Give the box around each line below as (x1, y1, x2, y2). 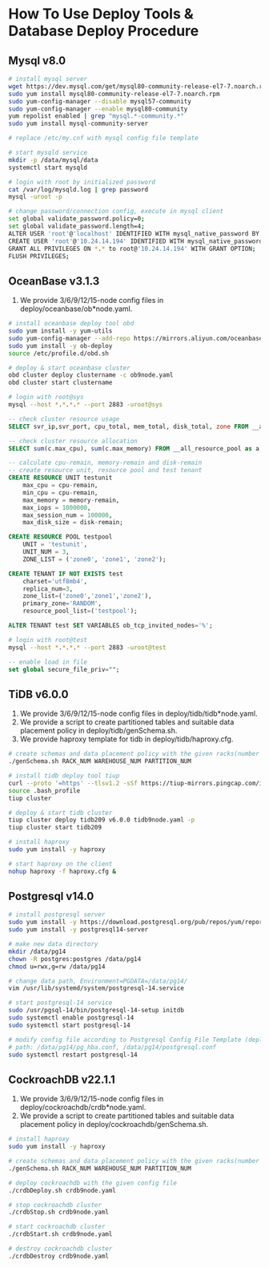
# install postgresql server (8, 911, 106, 919)
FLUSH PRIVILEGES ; (8, 252, 70, 260)
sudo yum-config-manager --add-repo (8, 334, 130, 342)
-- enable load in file (8, 658, 88, 666)
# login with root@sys (8, 394, 84, 402)
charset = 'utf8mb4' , (22, 577, 88, 585)
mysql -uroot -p (8, 193, 62, 201)
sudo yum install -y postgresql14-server (8, 926, 149, 934)
